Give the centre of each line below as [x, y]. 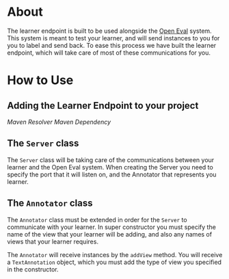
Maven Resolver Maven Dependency [59, 122]
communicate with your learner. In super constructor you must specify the [112, 227]
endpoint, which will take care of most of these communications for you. [109, 53]
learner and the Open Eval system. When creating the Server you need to [110, 167]
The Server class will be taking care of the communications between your [111, 160]
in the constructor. [33, 269]
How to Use [40, 80]
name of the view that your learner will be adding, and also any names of [110, 234]
